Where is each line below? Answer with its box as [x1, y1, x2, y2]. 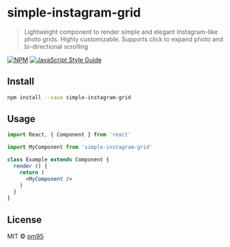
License [7, 214, 42, 226]
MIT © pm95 [7, 233, 44, 241]
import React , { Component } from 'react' [7, 131, 131, 139]
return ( [19, 169, 45, 176]
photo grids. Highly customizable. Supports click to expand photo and [23, 34, 223, 43]
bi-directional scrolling [23, 42, 88, 50]
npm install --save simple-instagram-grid [7, 94, 131, 101]
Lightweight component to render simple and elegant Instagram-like [23, 28, 218, 36]
